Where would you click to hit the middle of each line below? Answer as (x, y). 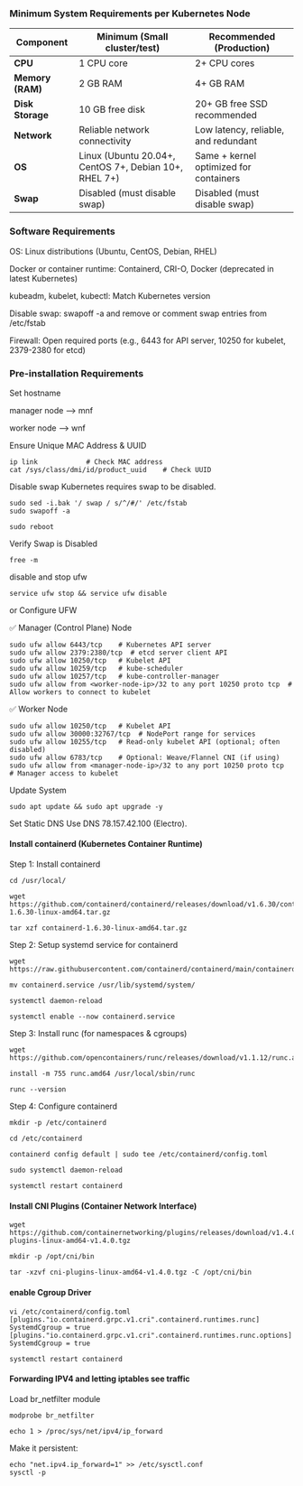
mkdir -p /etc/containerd (58, 1123)
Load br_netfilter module (55, 1398)
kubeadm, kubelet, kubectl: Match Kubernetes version (110, 295)
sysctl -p (28, 1472)
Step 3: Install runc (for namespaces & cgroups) (98, 1034)
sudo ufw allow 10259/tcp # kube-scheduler (96, 668)
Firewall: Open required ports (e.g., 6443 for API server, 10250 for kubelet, (147, 340)
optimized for (223, 167)
